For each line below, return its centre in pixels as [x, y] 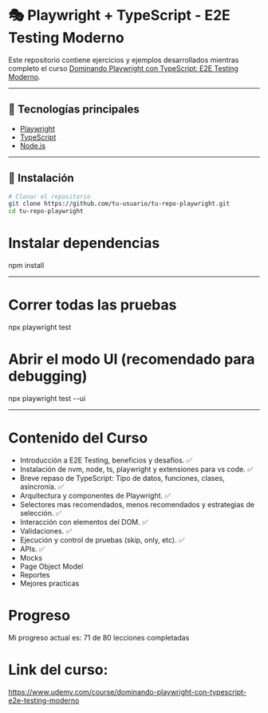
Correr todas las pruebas [93, 305]
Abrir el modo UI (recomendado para [132, 359]
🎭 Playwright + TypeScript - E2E [120, 16]
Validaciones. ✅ [46, 530]
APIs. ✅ [32, 549]
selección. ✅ [41, 513]
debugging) [48, 376]
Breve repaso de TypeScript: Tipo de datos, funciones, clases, [122, 478]
